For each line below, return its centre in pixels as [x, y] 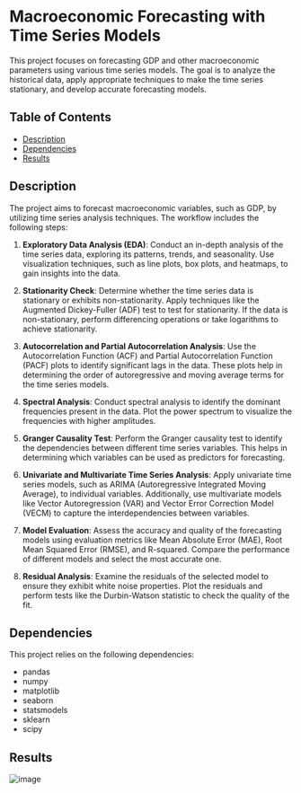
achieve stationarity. [60, 329]
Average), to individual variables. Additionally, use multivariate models [152, 493]
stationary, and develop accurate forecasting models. [108, 89]
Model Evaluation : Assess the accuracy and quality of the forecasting [152, 530]
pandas [36, 672]
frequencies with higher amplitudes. [89, 420]
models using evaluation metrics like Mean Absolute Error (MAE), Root [152, 540]
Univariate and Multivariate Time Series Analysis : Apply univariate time [157, 474]
